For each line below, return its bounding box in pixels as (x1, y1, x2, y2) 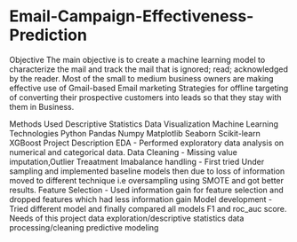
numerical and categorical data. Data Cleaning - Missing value (9, 146, 237, 157)
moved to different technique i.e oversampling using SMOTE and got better (9, 175, 285, 185)
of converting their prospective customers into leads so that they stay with (9, 91, 282, 103)
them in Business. (9, 101, 75, 112)
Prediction (9, 25, 87, 45)
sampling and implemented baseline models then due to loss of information (9, 166, 285, 176)
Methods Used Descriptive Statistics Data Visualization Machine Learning (9, 118, 278, 129)
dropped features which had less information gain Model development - (9, 193, 273, 205)
